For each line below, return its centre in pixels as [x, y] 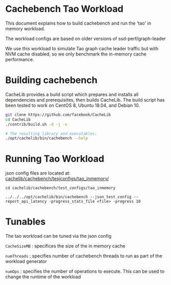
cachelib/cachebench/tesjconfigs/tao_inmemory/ [57, 179]
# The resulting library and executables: [51, 134]
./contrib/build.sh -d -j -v [36, 124]
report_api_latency [26, 202]
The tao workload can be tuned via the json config [58, 236]
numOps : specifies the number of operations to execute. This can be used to [85, 271]
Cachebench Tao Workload [65, 9]
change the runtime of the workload [43, 277]
